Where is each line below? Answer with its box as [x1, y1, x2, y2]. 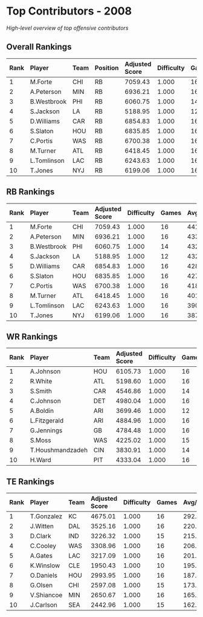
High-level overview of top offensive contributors [6, 24, 129, 31]
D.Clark [30, 532, 51, 540]
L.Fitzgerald [30, 417, 64, 425]
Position [94, 64, 119, 72]
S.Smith [30, 387, 53, 395]
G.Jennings [30, 426, 63, 435]
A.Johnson [30, 368, 61, 376]
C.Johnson [30, 397, 62, 405]
